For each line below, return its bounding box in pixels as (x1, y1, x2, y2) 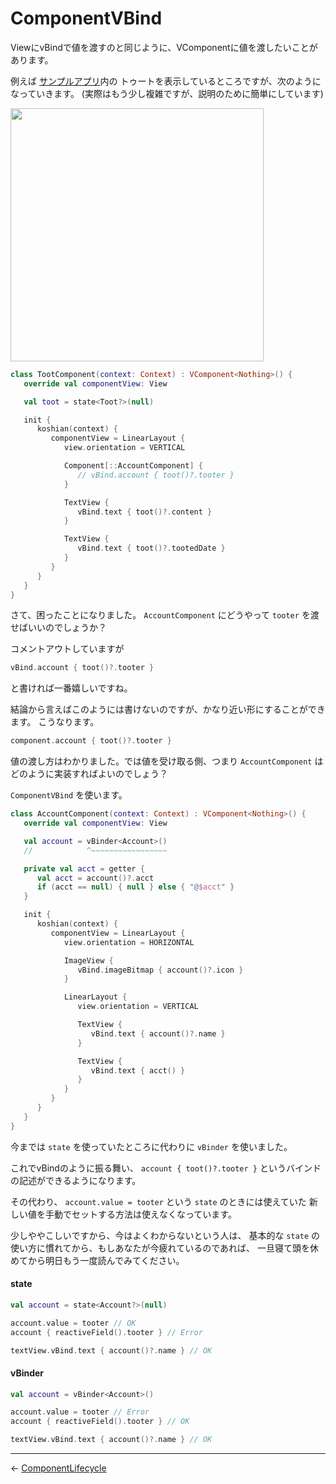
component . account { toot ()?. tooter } (10, 736, 172, 746)
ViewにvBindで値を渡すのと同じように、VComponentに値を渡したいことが (10, 41, 318, 53)
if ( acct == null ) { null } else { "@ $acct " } (36, 882, 235, 892)
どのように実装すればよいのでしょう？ (10, 768, 168, 780)
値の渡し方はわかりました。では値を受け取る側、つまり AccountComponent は (10, 755, 324, 767)
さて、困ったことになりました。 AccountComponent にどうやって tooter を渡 (10, 609, 320, 621)
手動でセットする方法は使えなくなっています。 (44, 1208, 237, 1220)
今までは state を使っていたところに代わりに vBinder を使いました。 (10, 1140, 293, 1152)
